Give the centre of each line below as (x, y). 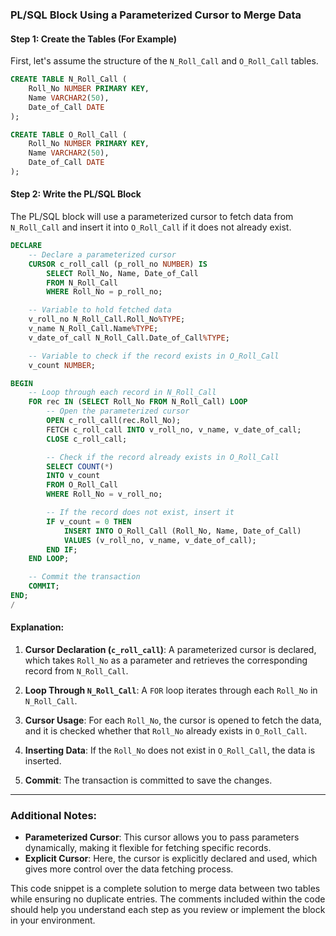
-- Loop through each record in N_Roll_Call (122, 393)
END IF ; (62, 549)
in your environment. (53, 920)
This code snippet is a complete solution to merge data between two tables (165, 889)
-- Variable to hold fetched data (100, 310)
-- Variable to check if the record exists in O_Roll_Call (154, 356)
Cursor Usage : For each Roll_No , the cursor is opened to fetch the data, (173, 720)
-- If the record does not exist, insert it (140, 513)
